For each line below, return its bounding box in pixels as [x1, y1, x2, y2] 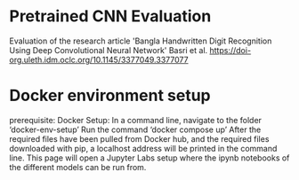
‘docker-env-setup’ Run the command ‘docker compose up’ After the [9, 124, 262, 135]
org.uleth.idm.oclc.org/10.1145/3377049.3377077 [9, 54, 189, 65]
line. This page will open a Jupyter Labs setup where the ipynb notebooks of [9, 153, 290, 163]
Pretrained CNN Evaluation [9, 6, 212, 27]
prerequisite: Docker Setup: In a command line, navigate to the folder [9, 114, 263, 125]
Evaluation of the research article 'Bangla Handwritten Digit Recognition [9, 35, 272, 46]
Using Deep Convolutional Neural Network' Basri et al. [9, 44, 208, 55]
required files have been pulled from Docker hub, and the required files [9, 133, 270, 144]
